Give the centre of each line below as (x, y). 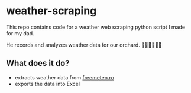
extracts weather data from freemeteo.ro (64, 77)
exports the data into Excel (47, 84)
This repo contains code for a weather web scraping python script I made (96, 27)
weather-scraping (51, 11)
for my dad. (20, 33)
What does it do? (38, 63)
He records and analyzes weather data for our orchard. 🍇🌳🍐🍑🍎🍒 (84, 45)
